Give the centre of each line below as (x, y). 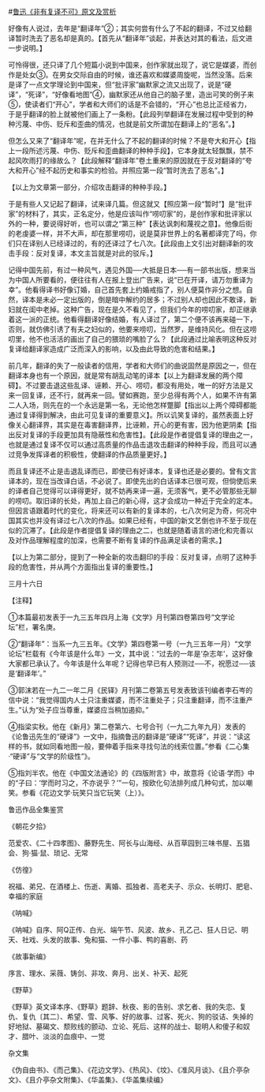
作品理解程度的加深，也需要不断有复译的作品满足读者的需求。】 (124, 540)
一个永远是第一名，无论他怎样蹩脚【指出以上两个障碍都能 (163, 405)
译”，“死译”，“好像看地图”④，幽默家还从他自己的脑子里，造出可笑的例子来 (131, 94)
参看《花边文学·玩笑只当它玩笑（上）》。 (85, 793)
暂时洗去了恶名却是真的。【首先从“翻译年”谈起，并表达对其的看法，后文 (130, 38)
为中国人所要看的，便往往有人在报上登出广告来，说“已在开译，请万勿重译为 (131, 280)
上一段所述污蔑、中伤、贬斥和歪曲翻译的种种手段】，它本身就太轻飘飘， (124, 151)
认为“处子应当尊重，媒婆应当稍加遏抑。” (85, 710)
